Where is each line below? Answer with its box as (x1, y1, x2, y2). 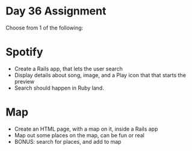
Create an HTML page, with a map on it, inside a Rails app (14, 125, 158, 132)
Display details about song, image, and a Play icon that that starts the (14, 71, 186, 79)
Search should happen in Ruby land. (14, 84, 105, 91)
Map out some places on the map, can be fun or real (14, 131, 145, 139)
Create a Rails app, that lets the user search (14, 65, 123, 72)
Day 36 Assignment (5, 4, 107, 18)
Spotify (5, 45, 43, 59)
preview (14, 78, 34, 85)
